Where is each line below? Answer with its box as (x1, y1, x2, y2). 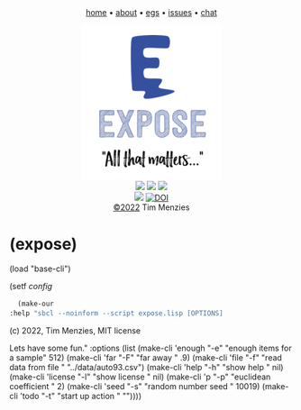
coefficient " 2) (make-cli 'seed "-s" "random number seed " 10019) (9, 381, 260, 392)
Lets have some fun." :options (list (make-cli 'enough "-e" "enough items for (9, 342, 292, 354)
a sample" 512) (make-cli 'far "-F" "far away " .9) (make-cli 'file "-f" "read (9, 352, 282, 363)
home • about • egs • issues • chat (85, 7, 218, 17)
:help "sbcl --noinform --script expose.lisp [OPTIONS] (9, 309, 223, 318)
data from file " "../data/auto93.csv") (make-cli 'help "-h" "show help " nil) (9, 362, 284, 373)
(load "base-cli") (9, 263, 71, 274)
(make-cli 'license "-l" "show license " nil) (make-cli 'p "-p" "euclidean (9, 371, 271, 382)
